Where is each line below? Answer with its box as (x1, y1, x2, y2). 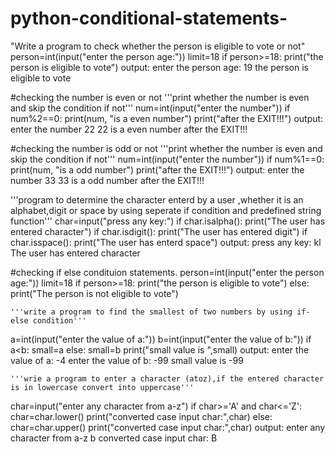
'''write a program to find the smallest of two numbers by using (10, 307, 293, 317)
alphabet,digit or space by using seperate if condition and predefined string (10, 204, 322, 216)
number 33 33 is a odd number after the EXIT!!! (10, 174, 205, 186)
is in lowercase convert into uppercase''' (10, 382, 195, 392)
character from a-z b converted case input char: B (10, 432, 218, 444)
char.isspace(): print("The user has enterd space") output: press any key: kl (10, 236, 322, 248)
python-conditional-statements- (10, 7, 288, 30)
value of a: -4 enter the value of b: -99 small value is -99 (10, 354, 244, 366)
